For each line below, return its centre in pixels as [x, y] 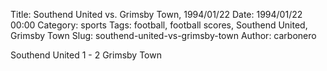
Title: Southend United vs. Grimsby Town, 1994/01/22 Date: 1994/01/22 [156, 14]
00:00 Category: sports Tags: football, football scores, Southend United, [159, 25]
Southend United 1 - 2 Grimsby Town [86, 55]
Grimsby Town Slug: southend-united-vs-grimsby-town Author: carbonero [163, 35]
